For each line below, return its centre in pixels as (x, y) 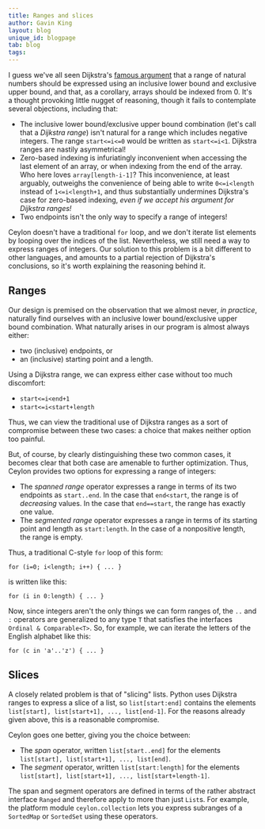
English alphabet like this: (49, 636)
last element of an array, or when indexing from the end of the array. (131, 166)
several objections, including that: (63, 109)
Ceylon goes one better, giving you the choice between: (100, 735)
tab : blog (25, 45)
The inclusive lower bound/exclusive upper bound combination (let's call (138, 124)
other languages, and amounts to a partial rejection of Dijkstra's (112, 257)
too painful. (27, 439)
